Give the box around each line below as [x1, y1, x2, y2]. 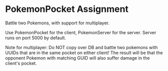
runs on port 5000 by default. [5, 35, 66, 41]
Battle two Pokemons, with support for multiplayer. [5, 20, 110, 26]
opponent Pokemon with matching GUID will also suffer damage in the [5, 55, 150, 61]
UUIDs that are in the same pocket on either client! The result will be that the [5, 50, 163, 56]
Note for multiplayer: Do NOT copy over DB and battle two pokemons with [5, 44, 158, 50]
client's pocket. [5, 60, 37, 66]
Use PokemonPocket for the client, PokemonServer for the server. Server [5, 29, 156, 35]
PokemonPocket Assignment [5, 3, 129, 15]
